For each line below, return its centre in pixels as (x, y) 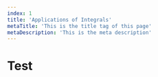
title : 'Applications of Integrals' (59, 20)
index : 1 (20, 13)
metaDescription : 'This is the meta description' (80, 32)
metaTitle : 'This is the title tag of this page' (80, 26)
